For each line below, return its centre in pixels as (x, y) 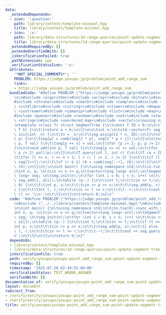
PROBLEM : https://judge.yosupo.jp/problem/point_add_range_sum (81, 79)
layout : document (23, 286)
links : (21, 83)
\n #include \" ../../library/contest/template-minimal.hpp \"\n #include (88, 203)
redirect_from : (21, 291)
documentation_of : (24, 282)
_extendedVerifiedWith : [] (37, 51)
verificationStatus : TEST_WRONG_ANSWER (51, 273)
